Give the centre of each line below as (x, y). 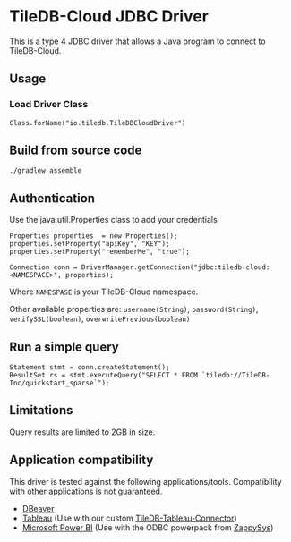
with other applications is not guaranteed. (86, 491)
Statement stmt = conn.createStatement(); (90, 368)
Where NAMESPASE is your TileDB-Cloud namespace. (104, 292)
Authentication (52, 198)
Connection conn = (43, 267)
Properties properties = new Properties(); (94, 236)
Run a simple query (64, 347)
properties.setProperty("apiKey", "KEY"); (90, 244)
